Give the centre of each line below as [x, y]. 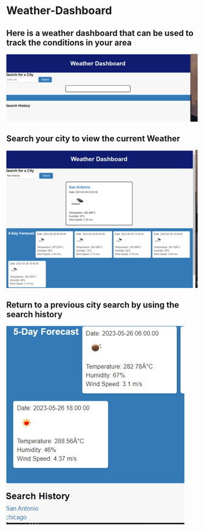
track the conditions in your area [69, 42]
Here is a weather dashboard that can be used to [100, 33]
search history [34, 315]
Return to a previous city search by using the [93, 305]
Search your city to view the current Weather [93, 139]
